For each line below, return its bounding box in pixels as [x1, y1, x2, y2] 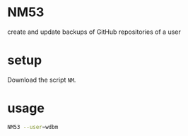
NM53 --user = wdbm [7, 123, 59, 130]
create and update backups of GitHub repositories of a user [7, 27, 182, 36]
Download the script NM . [7, 75, 76, 84]
